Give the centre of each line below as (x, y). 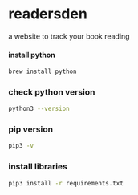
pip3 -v (21, 146)
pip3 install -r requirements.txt (66, 183)
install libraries (38, 167)
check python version (52, 91)
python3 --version (39, 109)
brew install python (43, 72)
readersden (48, 14)
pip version (31, 129)
